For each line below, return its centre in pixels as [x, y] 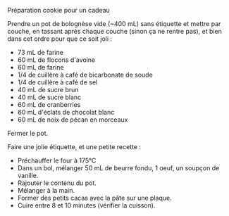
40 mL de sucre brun [48, 90]
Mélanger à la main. [46, 190]
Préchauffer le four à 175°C [57, 160]
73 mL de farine [40, 52]
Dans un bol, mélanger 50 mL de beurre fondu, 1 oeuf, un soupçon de [118, 168]
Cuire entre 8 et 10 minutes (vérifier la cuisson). [86, 205]
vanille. [28, 176]
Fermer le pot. [28, 133]
